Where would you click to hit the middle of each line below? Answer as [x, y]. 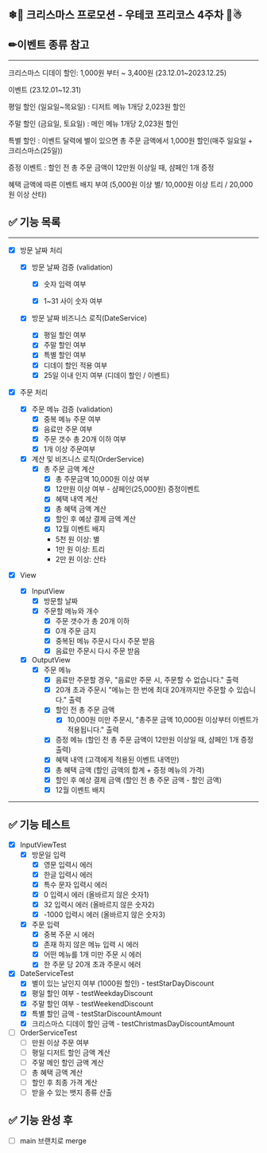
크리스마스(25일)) [36, 151]
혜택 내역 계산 [77, 499]
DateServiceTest [46, 974]
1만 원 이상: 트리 [80, 549]
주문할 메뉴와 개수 [71, 611]
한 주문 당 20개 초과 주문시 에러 [92, 965]
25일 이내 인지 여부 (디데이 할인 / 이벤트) [106, 375]
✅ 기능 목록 [35, 222]
